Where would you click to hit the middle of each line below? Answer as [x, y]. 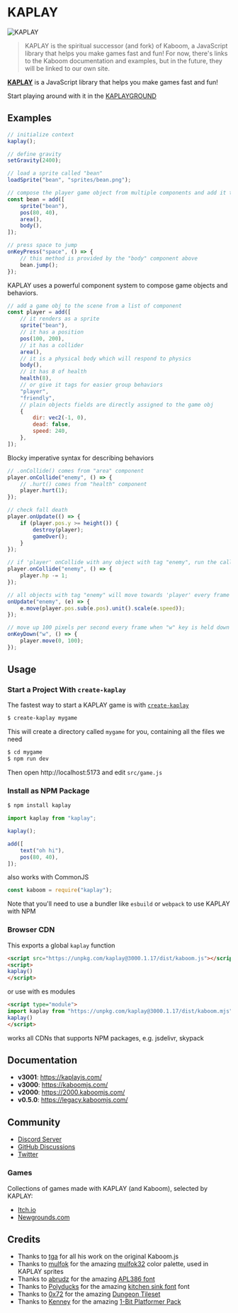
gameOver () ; [51, 537]
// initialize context [41, 134]
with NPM [22, 911]
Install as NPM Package [49, 791]
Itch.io [27, 1209]
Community [34, 1122]
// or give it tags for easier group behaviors [91, 385]
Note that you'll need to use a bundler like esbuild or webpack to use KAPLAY [119, 904]
